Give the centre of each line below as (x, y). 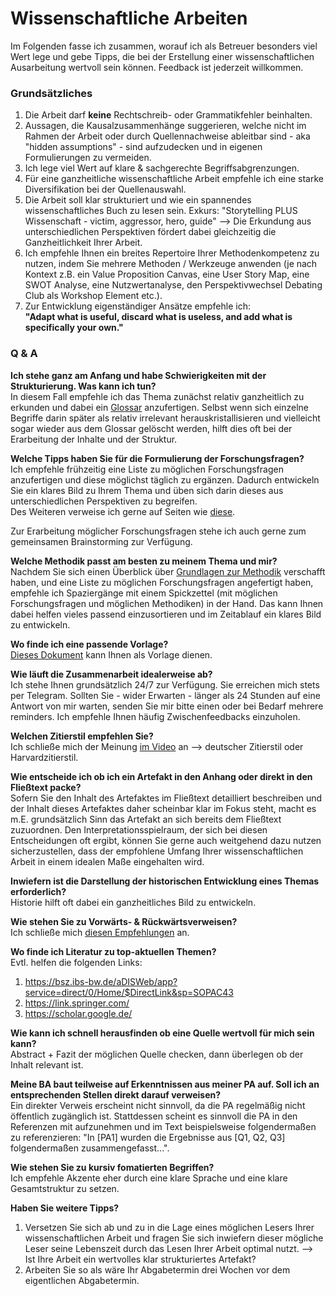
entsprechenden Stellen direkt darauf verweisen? (116, 1094)
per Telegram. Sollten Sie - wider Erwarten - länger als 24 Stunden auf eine (165, 695)
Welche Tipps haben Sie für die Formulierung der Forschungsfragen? (157, 458)
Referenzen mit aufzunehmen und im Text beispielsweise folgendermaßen (163, 1126)
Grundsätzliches (51, 93)
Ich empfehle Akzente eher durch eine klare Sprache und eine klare (149, 1178)
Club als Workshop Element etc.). (93, 296)
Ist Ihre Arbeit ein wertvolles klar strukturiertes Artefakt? (140, 1259)
